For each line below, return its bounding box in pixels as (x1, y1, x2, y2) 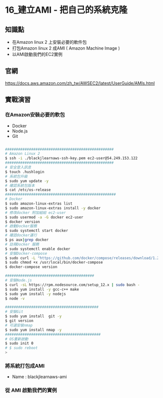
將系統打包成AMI (5, 362, 45, 369)
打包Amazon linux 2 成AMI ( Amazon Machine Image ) (12, 45, 120, 51)
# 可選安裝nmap (5, 322, 33, 328)
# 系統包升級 (5, 174, 28, 179)
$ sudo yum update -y (5, 178, 49, 183)
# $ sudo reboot (5, 345, 38, 351)
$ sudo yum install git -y (5, 314, 62, 319)
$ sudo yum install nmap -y (5, 327, 62, 332)
